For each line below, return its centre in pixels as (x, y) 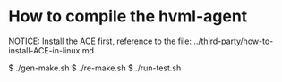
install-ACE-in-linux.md (51, 50)
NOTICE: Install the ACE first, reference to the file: (100, 41)
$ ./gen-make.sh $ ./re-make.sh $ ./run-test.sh (95, 68)
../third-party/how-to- (233, 41)
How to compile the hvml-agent (128, 16)
